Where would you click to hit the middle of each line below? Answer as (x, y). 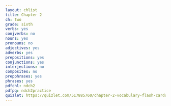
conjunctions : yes (25, 62)
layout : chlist (21, 10)
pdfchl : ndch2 (20, 86)
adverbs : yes (19, 52)
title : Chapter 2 (24, 15)
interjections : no (25, 67)
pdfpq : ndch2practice (28, 90)
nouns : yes (17, 39)
